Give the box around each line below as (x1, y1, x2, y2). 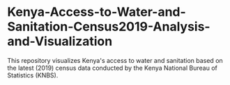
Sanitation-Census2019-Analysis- (7, 19, 210, 35)
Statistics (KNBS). (7, 70, 59, 79)
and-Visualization (7, 34, 113, 49)
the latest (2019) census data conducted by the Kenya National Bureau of (7, 64, 217, 72)
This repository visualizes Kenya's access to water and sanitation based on (7, 56, 223, 64)
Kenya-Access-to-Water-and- (7, 4, 186, 20)
